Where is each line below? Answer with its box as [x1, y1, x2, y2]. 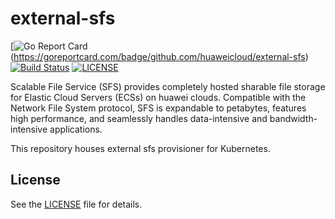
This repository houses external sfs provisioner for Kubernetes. [10, 142, 271, 154]
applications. [49, 123, 103, 135]
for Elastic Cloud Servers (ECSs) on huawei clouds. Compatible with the [10, 91, 307, 103]
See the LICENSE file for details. [10, 198, 143, 210]
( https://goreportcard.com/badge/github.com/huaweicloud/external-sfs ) [10, 50, 309, 62]
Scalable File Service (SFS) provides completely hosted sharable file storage [10, 80, 326, 92]
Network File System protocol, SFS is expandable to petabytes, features [10, 102, 307, 114]
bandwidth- [269, 112, 318, 124]
